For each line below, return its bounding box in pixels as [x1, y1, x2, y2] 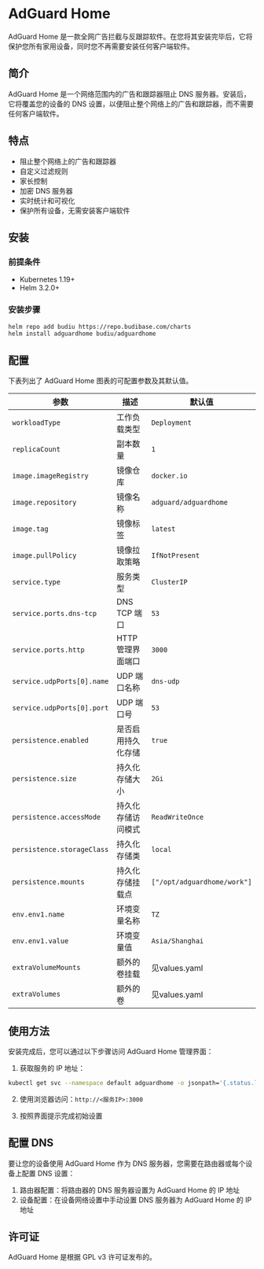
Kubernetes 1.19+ [19, 275, 75, 284]
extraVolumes [12, 990, 61, 999]
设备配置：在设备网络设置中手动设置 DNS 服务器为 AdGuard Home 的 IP [19, 1195, 252, 1204]
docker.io [151, 471, 189, 481]
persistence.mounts [12, 878, 85, 887]
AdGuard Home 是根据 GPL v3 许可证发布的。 [8, 1252, 157, 1262]
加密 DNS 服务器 [19, 186, 73, 195]
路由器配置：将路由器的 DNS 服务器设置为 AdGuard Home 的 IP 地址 [19, 1185, 240, 1194]
